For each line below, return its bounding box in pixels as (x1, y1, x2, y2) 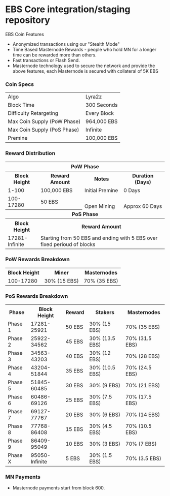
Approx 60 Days (123, 203, 162, 210)
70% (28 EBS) (125, 353, 160, 360)
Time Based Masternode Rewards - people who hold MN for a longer (12, 46, 157, 52)
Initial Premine (84, 187, 118, 194)
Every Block (85, 110, 114, 117)
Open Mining (84, 203, 115, 210)
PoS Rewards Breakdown (5, 292, 68, 299)
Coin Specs (5, 80, 34, 87)
